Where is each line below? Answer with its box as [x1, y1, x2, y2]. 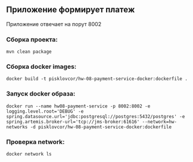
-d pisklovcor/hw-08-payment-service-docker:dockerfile [30, 124, 172, 130]
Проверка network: [6, 138, 65, 146]
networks [6, 124, 28, 130]
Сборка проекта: [6, 35, 58, 43]
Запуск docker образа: [6, 90, 76, 98]
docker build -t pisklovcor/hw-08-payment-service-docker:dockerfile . [6, 76, 188, 82]
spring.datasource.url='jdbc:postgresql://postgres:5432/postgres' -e [6, 113, 185, 119]
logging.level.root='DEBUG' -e [6, 108, 84, 115]
